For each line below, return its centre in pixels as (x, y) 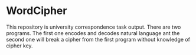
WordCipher (37, 11)
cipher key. (20, 46)
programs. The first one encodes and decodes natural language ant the (93, 33)
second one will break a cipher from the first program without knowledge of (98, 39)
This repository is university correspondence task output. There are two (94, 27)
